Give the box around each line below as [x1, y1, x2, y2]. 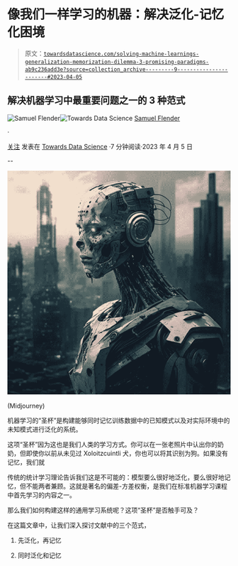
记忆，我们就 [7, 457, 45, 466]
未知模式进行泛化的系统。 [7, 425, 82, 433]
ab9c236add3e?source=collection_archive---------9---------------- [24, 65, 228, 73]
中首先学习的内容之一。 [7, 491, 76, 499]
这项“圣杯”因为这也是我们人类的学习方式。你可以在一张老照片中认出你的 [7, 440, 218, 448]
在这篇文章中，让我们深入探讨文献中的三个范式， [7, 521, 150, 529]
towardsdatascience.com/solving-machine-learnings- [43, 50, 200, 58]
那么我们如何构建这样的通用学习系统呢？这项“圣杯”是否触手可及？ [7, 506, 200, 514]
